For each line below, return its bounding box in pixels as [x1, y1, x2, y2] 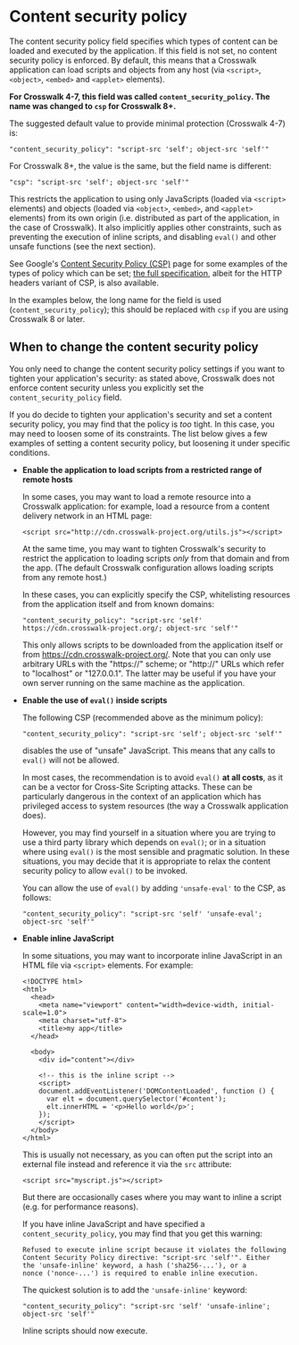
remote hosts [21, 474, 73, 485]
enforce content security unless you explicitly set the [9, 382, 204, 393]
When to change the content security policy [9, 340, 259, 355]
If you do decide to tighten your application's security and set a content [9, 409, 272, 419]
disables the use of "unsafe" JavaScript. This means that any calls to [21, 745, 276, 756]
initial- [242, 1000, 275, 1010]
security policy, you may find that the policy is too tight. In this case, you [9, 419, 275, 429]
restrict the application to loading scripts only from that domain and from [21, 553, 290, 563]
